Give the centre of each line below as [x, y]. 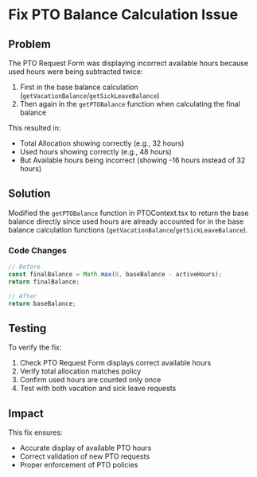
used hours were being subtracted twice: [76, 72]
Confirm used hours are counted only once [90, 380]
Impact [26, 413]
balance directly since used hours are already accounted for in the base [126, 221]
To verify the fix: [35, 347]
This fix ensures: [35, 432]
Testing [27, 328]
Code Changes [38, 250]
